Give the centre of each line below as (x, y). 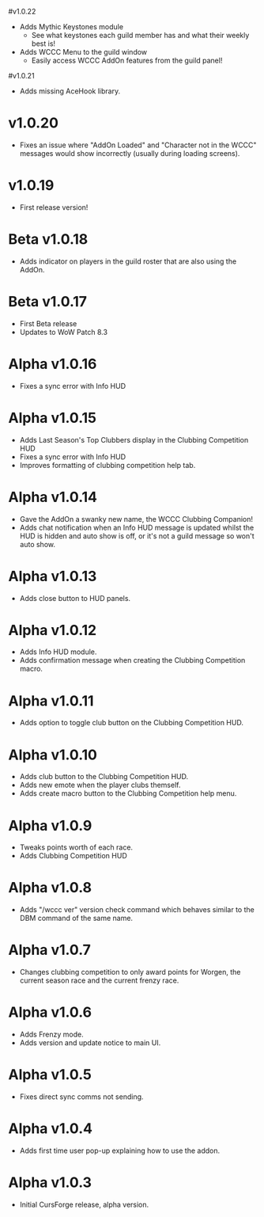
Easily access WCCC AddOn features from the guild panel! (127, 60)
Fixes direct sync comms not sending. (81, 1097)
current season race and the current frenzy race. (99, 980)
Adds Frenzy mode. (52, 1034)
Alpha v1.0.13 (53, 576)
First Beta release (48, 323)
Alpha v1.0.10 (53, 755)
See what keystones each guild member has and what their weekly (140, 35)
